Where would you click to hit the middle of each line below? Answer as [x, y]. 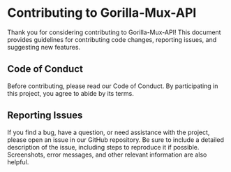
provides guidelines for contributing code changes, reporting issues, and [112, 39]
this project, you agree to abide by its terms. [70, 93]
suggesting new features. [44, 47]
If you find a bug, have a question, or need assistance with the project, [109, 132]
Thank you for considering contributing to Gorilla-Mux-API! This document [114, 32]
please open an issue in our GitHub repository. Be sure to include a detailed [116, 139]
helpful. [18, 162]
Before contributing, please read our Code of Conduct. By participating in [113, 86]
